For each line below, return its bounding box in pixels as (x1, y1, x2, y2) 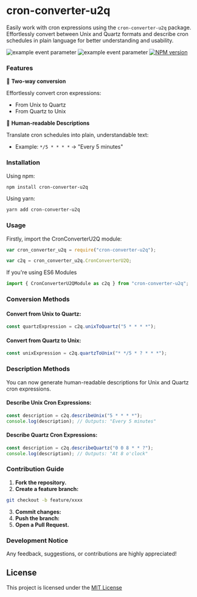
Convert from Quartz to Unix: (6, 336, 81, 344)
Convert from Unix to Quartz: (6, 310, 81, 317)
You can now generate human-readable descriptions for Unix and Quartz (6, 378, 189, 386)
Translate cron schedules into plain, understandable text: (6, 132, 149, 139)
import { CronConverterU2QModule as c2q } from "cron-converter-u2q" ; (6, 281, 189, 287)
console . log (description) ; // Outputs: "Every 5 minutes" (6, 418, 156, 424)
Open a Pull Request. (15, 521, 69, 528)
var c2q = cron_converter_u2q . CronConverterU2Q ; (6, 258, 132, 264)
